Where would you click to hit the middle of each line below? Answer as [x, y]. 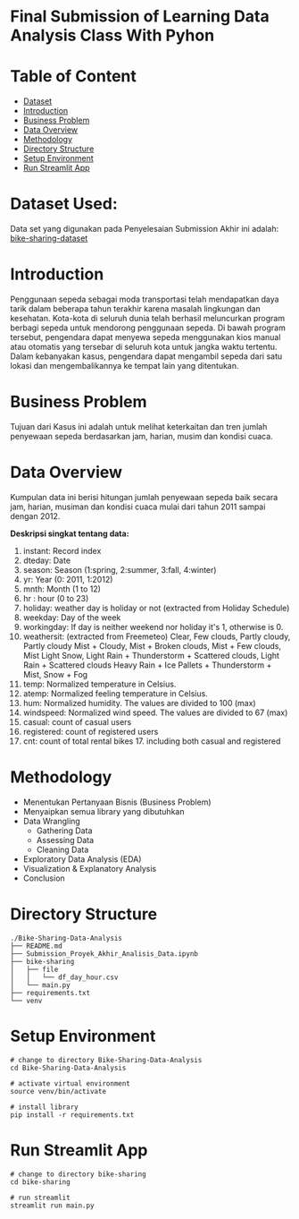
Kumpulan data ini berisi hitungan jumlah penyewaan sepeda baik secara [144, 497]
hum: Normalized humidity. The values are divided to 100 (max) [140, 703]
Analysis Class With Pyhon [112, 35]
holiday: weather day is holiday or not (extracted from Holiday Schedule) [156, 608]
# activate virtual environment [70, 1083]
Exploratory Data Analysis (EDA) [82, 859]
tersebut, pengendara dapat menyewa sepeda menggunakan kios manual [145, 337]
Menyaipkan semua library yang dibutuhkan [104, 811]
